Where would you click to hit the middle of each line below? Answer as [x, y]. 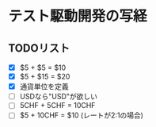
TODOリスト [39, 48]
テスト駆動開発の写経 [78, 16]
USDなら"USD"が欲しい [58, 97]
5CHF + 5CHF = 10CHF [57, 106]
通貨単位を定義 [44, 87]
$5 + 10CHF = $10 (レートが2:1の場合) [82, 115]
